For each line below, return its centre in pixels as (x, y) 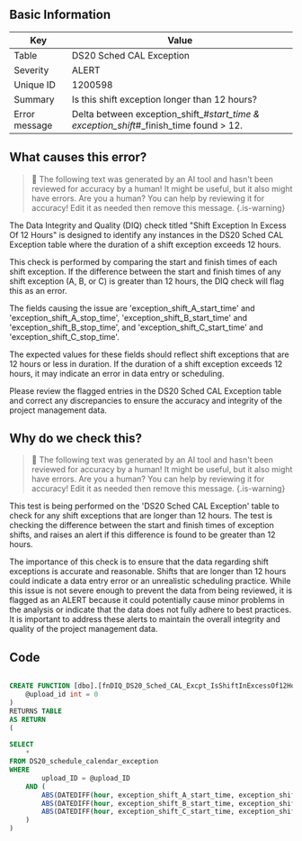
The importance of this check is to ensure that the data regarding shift (139, 562)
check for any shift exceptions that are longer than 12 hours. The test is (141, 516)
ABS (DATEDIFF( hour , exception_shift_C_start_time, (138, 812)
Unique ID (35, 85)
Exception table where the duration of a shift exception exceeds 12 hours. (145, 244)
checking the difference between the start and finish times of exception (142, 526)
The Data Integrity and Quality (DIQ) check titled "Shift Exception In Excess (148, 225)
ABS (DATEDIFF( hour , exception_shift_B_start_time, (138, 803)
